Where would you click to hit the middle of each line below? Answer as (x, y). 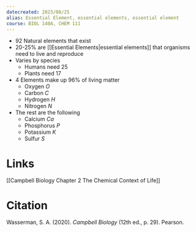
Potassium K (40, 132)
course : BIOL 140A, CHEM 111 (43, 23)
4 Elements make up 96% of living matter (67, 80)
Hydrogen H (40, 99)
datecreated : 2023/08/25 (38, 12)
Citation (27, 205)
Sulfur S (34, 139)
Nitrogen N (38, 106)
